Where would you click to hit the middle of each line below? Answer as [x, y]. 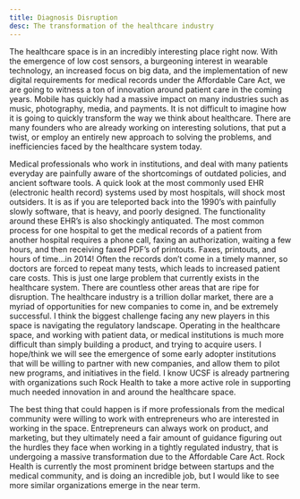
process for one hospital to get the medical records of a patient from [136, 230]
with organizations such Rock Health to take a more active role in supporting [150, 382]
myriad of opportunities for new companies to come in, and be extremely [144, 306]
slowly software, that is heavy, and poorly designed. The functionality [137, 211]
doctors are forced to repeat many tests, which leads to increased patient [145, 268]
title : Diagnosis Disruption [64, 17]
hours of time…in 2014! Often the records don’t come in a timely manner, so [149, 258]
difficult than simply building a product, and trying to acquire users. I [135, 344]
